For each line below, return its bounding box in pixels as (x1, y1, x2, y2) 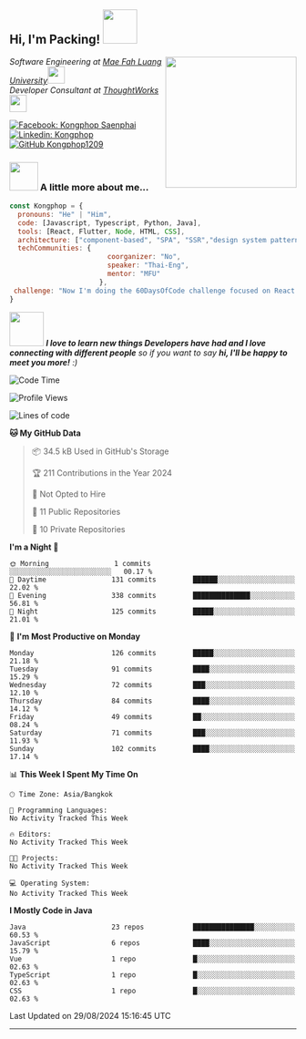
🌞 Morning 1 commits (9, 559, 152, 568)
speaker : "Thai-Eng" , (107, 261, 189, 270)
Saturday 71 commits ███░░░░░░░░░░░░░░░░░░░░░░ (9, 728, 296, 737)
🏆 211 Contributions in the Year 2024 (31, 467, 173, 478)
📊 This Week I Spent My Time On (9, 768, 138, 779)
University (9, 75, 48, 86)
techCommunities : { (17, 243, 92, 253)
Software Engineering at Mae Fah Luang (9, 56, 162, 67)
